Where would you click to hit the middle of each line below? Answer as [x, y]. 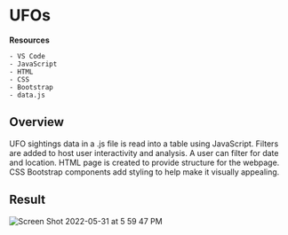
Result [28, 200]
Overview [37, 122]
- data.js [28, 95]
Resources [30, 40]
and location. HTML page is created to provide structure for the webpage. [144, 162]
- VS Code [28, 56]
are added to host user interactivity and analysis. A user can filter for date [144, 153]
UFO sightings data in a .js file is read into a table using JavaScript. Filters [144, 144]
